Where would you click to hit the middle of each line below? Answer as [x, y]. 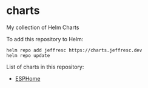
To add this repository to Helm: [45, 39]
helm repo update [28, 55]
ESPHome [28, 78]
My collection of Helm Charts [43, 27]
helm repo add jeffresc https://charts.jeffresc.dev [74, 50]
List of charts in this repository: [45, 67]
